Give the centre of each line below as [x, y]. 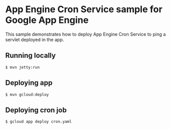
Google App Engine [47, 20]
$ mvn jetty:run [22, 67]
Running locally [31, 56]
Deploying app [29, 83]
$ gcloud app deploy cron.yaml [39, 122]
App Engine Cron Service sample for [84, 9]
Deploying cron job [36, 110]
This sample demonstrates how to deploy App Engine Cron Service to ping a [86, 34]
